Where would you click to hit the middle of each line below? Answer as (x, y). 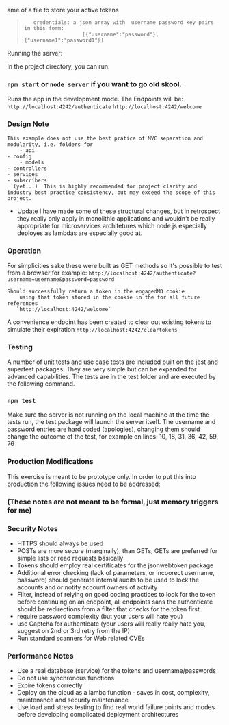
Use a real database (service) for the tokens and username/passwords (117, 671)
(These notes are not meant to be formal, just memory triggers (113, 502)
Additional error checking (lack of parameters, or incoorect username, (116, 573)
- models (32, 162)
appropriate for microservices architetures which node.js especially (112, 225)
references (23, 303)
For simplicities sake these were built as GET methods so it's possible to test (115, 265)
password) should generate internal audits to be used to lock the (108, 580)
